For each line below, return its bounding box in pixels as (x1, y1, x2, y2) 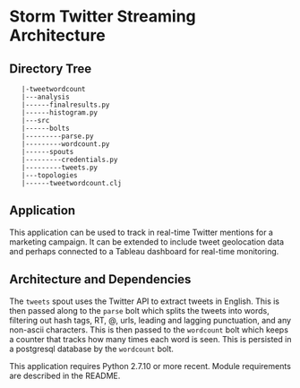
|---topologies (21, 171, 78, 180)
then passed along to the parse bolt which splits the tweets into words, (9, 305, 270, 315)
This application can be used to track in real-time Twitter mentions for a (9, 227, 273, 237)
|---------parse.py (21, 132, 94, 141)
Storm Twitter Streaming (9, 6, 197, 27)
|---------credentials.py (21, 155, 118, 164)
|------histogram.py (21, 108, 99, 117)
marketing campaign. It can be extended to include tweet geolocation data (9, 236, 285, 247)
